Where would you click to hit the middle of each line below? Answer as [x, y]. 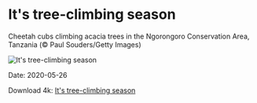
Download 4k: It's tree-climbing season [72, 90]
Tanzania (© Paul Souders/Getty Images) [75, 44]
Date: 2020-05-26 [38, 75]
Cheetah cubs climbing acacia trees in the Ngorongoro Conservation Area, [129, 36]
